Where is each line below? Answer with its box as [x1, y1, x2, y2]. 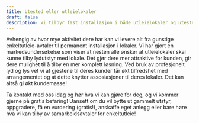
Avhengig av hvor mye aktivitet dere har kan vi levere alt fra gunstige [6, 36, 174, 43]
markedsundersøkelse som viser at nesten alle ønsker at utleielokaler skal [6, 48, 187, 56]
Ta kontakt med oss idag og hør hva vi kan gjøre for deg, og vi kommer [6, 91, 179, 98]
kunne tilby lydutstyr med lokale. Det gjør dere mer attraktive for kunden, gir [6, 54, 191, 62]
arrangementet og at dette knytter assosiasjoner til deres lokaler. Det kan [6, 73, 184, 80]
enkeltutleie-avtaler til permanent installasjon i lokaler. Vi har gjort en [6, 42, 174, 49]
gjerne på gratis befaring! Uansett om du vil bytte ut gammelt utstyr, [6, 98, 172, 105]
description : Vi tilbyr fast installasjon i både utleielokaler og [6, 20, 176, 25]
